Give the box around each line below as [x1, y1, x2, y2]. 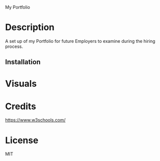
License [5, 135, 39, 146]
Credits [5, 101, 36, 112]
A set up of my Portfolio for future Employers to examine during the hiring [5, 38, 156, 44]
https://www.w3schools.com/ [5, 117, 66, 123]
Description [5, 22, 55, 33]
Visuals [5, 78, 37, 89]
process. [5, 43, 23, 49]
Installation [5, 58, 41, 66]
